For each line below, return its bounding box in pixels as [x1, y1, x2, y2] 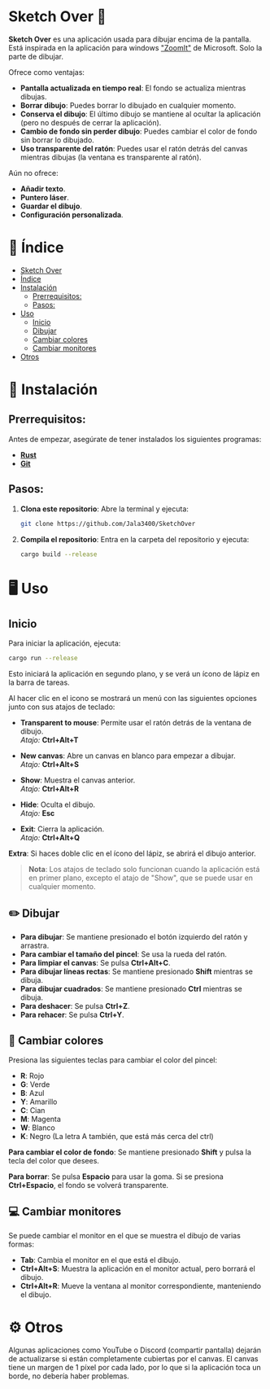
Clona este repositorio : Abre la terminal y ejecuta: [20, 504, 189, 514]
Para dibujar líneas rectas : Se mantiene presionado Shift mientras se [20, 966, 254, 976]
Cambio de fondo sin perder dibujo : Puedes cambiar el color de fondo [20, 126, 258, 136]
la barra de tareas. [8, 677, 71, 687]
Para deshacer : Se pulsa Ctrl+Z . [20, 1001, 130, 1011]
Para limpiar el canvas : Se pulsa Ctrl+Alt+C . [20, 958, 171, 968]
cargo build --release [20, 550, 98, 559]
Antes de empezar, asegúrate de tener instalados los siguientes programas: [8, 434, 262, 444]
